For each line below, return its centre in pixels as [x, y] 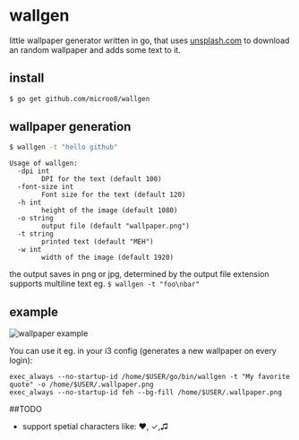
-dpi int [34, 171]
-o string [35, 219]
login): [21, 360]
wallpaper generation [70, 127]
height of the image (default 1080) [110, 211]
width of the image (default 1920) [108, 258]
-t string [35, 234]
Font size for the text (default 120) [114, 195]
